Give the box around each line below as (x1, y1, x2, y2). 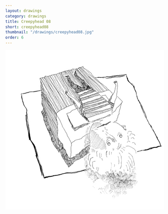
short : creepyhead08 (5, 24, 49, 29)
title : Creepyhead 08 (5, 19, 51, 24)
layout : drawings (5, 8, 42, 13)
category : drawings (5, 13, 47, 19)
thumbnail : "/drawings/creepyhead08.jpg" (5, 29, 94, 35)
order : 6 (5, 35, 24, 40)
